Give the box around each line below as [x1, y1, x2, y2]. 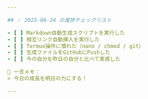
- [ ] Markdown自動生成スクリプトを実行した [7, 29, 125, 36]
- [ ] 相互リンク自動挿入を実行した [7, 36, 100, 43]
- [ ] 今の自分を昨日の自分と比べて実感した [7, 56, 121, 63]
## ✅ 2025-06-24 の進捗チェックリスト [7, 16, 112, 23]
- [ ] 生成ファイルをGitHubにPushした [7, 49, 111, 57]
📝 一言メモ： [7, 69, 40, 76]
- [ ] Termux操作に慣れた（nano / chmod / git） [7, 42, 144, 49]
